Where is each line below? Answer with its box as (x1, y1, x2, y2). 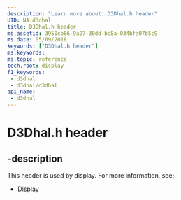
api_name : (7, 88, 36, 95)
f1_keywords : (7, 69, 45, 76)
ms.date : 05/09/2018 (7, 36, 68, 43)
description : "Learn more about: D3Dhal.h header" (7, 10, 158, 17)
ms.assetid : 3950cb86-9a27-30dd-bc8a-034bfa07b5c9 (7, 29, 158, 37)
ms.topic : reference (7, 56, 68, 63)
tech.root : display (7, 62, 64, 69)
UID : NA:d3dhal (7, 17, 52, 24)
